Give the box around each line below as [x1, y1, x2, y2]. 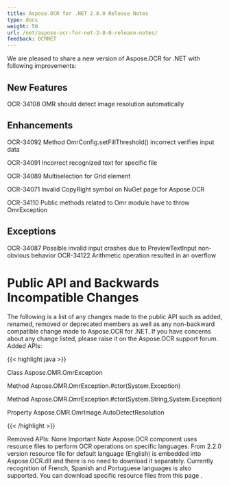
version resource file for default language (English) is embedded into [7, 449, 202, 457]
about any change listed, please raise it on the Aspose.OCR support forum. [7, 334, 218, 343]
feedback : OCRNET [7, 36, 57, 43]
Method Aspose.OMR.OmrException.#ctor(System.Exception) [7, 382, 181, 390]
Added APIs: [7, 341, 43, 350]
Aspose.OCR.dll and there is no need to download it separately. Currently [7, 456, 214, 465]
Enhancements [7, 119, 73, 131]
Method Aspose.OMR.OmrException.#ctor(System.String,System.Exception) [7, 395, 222, 403]
